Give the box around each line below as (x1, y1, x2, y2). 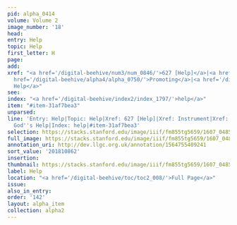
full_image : (7, 135, 42, 142)
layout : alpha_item (7, 200, 65, 208)
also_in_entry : (7, 188, 52, 195)
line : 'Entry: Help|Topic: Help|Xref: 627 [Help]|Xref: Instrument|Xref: (7, 115, 229, 122)
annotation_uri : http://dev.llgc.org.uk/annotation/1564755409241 (7, 142, 207, 149)
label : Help (7, 167, 42, 175)
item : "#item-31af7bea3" (7, 102, 80, 109)
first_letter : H (7, 50, 55, 57)
